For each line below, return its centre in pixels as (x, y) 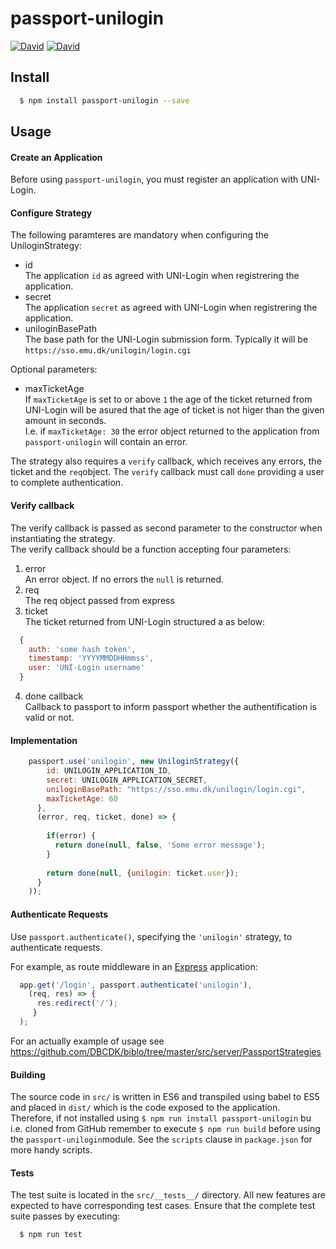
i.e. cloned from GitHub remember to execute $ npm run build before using (165, 1129)
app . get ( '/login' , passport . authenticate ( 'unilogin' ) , (136, 985)
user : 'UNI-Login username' (86, 668)
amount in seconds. (65, 421)
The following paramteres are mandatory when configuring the (140, 235)
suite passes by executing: (65, 1216)
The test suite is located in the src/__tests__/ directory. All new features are (168, 1195)
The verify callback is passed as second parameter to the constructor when (166, 528)
